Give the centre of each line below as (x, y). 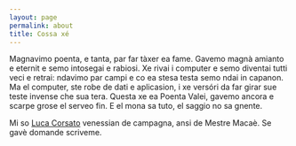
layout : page (33, 17)
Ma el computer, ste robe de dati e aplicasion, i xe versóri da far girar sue (143, 87)
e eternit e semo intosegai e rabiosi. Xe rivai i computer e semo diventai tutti (148, 68)
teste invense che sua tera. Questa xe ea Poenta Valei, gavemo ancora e (141, 96)
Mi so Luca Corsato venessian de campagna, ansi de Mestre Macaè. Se (140, 123)
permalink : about (41, 26)
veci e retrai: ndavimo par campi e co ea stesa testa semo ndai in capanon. (147, 78)
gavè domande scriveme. (56, 133)
